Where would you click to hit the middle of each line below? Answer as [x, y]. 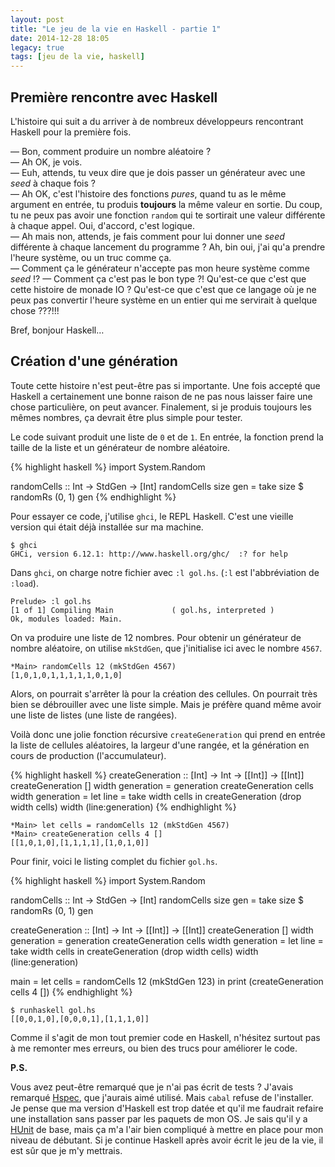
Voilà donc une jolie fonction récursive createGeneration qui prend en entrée [168, 734]
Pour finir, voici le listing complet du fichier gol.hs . [114, 861]
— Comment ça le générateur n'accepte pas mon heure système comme [160, 268]
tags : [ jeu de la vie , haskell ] [77, 57]
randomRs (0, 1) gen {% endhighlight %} [93, 497]
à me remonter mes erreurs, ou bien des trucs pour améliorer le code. [154, 1048]
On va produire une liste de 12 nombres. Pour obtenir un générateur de [156, 637]
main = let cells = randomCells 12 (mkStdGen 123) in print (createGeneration [167, 981]
